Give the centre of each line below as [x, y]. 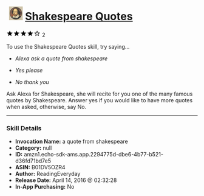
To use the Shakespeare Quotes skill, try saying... [68, 46]
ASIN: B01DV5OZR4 [40, 167]
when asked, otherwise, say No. [46, 107]
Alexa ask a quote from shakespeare [61, 58]
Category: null [33, 148]
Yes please [29, 70]
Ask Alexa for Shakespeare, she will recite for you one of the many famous [100, 94]
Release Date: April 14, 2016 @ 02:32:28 [66, 180]
